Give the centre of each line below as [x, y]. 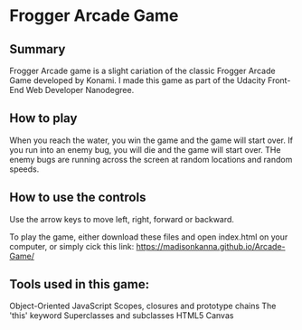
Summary [38, 49]
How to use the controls [78, 198]
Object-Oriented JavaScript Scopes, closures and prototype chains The [143, 306]
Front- [279, 80]
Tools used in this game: [80, 284]
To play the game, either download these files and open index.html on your [149, 237]
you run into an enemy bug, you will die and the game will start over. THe [145, 149]
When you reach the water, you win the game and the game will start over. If [151, 140]
